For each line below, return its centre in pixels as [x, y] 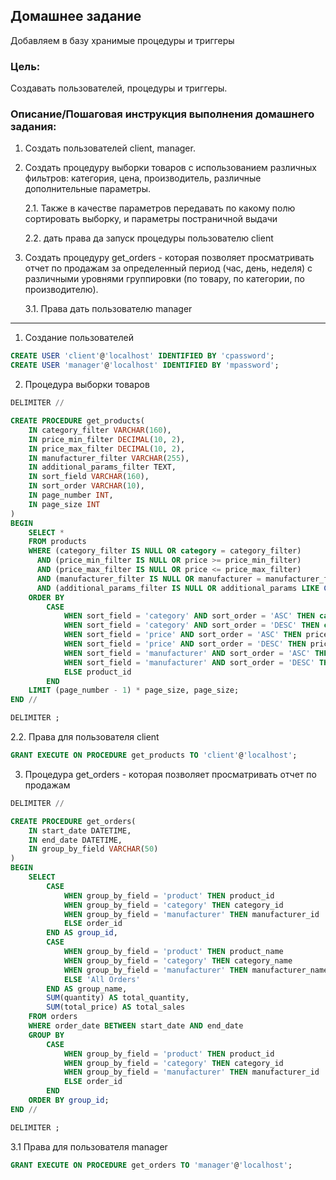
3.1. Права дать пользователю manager [108, 309]
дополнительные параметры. [87, 189]
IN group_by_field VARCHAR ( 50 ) [93, 849]
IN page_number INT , [71, 495]
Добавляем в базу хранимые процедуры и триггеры [122, 40]
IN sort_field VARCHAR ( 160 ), [89, 477]
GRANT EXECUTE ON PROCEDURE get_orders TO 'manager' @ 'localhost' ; [151, 1165]
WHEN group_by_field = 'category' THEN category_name [178, 960]
